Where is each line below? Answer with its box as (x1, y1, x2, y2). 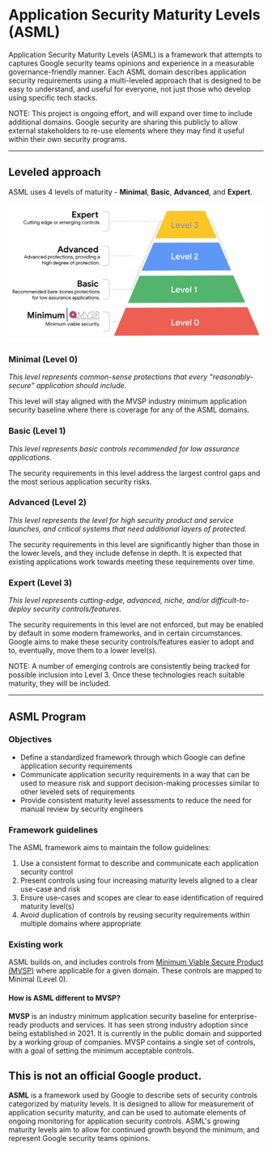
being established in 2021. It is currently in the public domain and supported (8, 1028, 262, 1038)
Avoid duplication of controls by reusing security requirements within (19, 910, 250, 920)
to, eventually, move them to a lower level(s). (8, 646, 158, 656)
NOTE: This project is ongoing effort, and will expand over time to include (8, 108, 253, 118)
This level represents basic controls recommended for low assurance (8, 443, 240, 453)
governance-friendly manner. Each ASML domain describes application (8, 66, 247, 76)
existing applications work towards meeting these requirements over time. (8, 557, 255, 567)
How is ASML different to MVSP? (8, 993, 121, 1003)
